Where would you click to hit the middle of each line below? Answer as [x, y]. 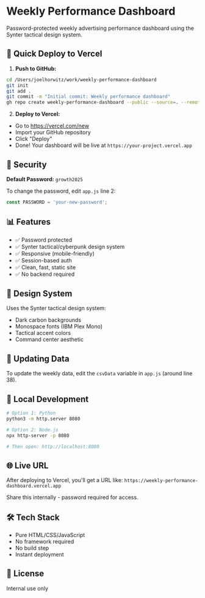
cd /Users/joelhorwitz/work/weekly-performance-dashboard [81, 80]
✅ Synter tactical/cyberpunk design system [70, 247]
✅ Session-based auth [43, 260]
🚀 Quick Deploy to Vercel [54, 54]
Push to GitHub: [36, 68]
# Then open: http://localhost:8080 [53, 447]
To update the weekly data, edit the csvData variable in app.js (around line [99, 373]
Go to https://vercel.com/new [52, 126]
